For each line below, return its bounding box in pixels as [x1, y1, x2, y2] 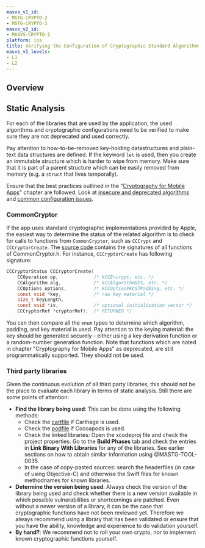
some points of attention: [6, 394, 70, 401]
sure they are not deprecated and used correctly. [6, 132, 130, 140]
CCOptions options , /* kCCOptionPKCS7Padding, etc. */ [17, 285, 184, 292]
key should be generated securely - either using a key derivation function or [6, 332, 198, 339]
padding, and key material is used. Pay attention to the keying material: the [6, 326, 194, 333]
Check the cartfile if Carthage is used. [24, 419, 120, 426]
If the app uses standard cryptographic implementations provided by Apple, [6, 224, 197, 231]
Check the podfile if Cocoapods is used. [24, 425, 126, 432]
